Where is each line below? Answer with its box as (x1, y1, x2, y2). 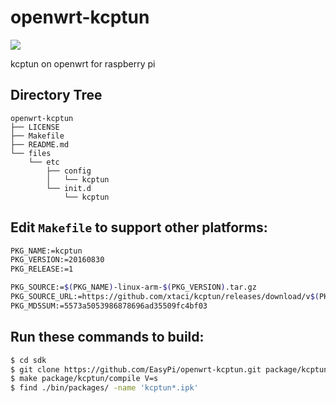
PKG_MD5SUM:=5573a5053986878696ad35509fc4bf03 (10, 301, 208, 311)
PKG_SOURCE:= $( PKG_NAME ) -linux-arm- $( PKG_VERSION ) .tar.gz (10, 282, 257, 293)
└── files (10, 148, 52, 158)
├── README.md (10, 139, 70, 150)
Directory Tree (10, 87, 103, 104)
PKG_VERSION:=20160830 (10, 255, 105, 265)
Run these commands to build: (10, 329, 205, 346)
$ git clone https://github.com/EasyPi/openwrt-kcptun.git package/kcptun (10, 364, 329, 375)
